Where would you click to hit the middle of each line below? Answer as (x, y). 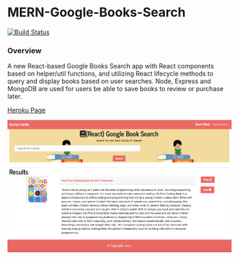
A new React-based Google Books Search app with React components (111, 66)
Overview (25, 51)
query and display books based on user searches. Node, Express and (109, 81)
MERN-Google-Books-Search (97, 12)
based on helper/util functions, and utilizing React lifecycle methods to (110, 74)
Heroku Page (27, 110)
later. (15, 96)
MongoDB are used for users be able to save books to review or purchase (116, 89)
